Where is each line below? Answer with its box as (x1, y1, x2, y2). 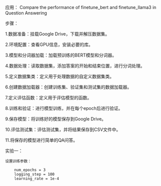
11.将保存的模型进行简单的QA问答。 (5, 137, 78, 143)
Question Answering (5, 10, 47, 16)
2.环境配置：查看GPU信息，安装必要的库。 (5, 41, 93, 47)
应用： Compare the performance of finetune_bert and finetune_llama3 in (5, 4, 156, 10)
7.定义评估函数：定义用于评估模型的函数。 (5, 94, 92, 100)
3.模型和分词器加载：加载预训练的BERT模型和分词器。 (5, 52, 116, 58)
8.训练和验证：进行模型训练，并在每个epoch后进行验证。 (5, 105, 123, 111)
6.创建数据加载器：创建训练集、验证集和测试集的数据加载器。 (5, 84, 132, 90)
